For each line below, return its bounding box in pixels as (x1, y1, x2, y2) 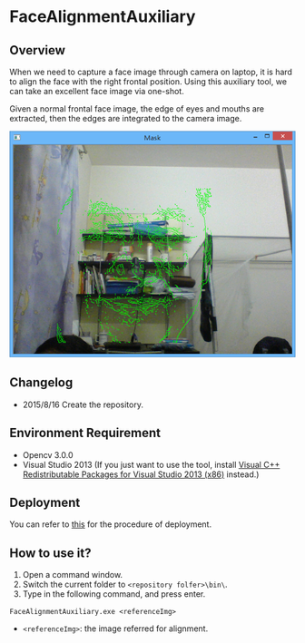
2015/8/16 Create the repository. (22, 399, 143, 410)
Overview (9, 43, 66, 58)
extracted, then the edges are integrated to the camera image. (9, 113, 242, 123)
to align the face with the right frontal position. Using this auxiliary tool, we (9, 76, 288, 87)
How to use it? (9, 545, 92, 560)
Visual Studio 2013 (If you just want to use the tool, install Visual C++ (22, 459, 280, 470)
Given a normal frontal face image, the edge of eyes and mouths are (9, 103, 265, 114)
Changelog (9, 375, 74, 391)
